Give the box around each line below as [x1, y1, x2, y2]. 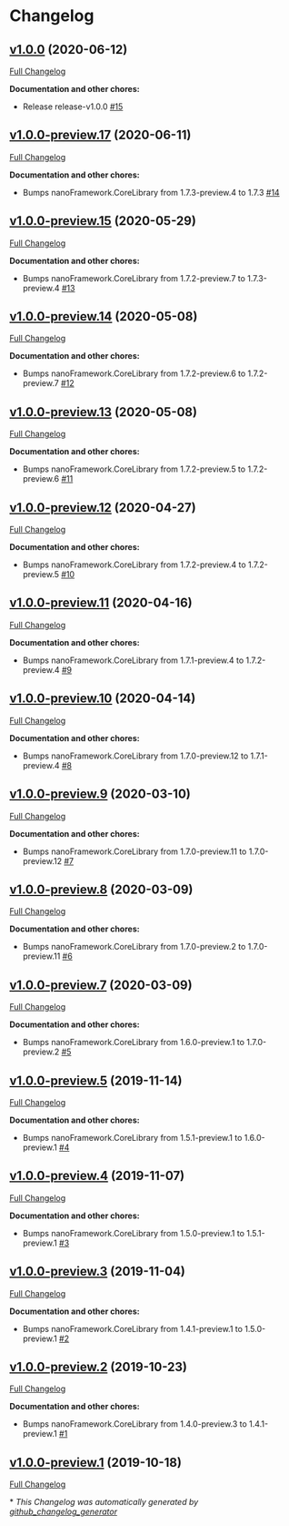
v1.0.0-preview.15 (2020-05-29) [9, 213, 197, 229]
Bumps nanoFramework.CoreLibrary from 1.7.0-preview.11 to [22, 846, 247, 857]
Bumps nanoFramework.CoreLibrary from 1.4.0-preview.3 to [22, 1419, 247, 1429]
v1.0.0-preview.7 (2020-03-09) [9, 977, 193, 992]
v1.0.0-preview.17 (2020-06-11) [9, 127, 192, 143]
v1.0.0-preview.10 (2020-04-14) [9, 691, 196, 707]
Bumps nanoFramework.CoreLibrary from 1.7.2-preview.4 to [22, 559, 247, 570]
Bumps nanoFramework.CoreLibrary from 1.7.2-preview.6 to [22, 368, 246, 379]
